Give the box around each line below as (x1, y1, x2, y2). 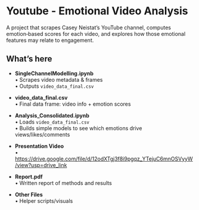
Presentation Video (14, 142, 64, 150)
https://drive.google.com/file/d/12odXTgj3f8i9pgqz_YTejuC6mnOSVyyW (14, 155, 193, 162)
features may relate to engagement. (6, 36, 94, 44)
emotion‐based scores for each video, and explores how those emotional (6, 30, 186, 37)
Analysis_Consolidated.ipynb (14, 112, 89, 119)
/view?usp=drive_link (14, 161, 67, 168)
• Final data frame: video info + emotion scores (14, 100, 131, 107)
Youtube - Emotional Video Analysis (6, 4, 188, 18)
